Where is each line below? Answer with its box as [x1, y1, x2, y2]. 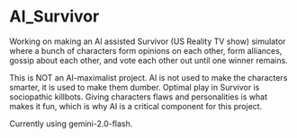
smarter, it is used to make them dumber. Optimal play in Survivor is [9, 82, 260, 92]
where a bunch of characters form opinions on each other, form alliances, [9, 45, 283, 56]
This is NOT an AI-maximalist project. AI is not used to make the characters [9, 72, 288, 82]
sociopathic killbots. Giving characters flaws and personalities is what [9, 91, 268, 102]
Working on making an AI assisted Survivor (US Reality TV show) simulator [9, 36, 286, 47]
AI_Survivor [9, 6, 100, 27]
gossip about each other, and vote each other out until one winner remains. [9, 55, 288, 65]
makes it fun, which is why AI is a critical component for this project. [9, 100, 263, 111]
